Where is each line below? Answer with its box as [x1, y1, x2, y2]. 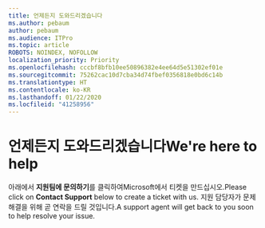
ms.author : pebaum [8, 19, 69, 27]
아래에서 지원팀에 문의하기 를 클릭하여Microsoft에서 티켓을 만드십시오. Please [8, 183, 247, 192]
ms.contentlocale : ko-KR [8, 85, 91, 94]
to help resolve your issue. [8, 211, 96, 221]
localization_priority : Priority [8, 57, 120, 65]
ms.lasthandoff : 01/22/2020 [8, 93, 102, 101]
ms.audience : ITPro [8, 33, 73, 42]
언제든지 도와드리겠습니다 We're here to [8, 137, 258, 155]
